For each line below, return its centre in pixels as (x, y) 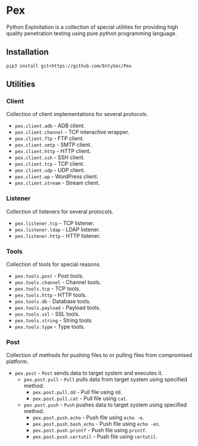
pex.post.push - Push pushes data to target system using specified (105, 405)
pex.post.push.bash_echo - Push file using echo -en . (96, 424)
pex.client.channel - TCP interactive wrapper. (72, 132)
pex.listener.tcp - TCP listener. (55, 223)
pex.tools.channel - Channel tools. (58, 282)
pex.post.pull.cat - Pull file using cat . (80, 399)
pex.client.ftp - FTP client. (49, 139)
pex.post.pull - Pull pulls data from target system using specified (106, 380)
